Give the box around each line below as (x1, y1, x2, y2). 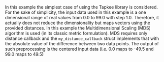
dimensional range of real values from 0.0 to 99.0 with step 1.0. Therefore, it (5, 15, 159, 20)
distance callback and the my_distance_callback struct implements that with (5, 35, 159, 41)
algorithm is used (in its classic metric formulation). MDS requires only (5, 31, 148, 36)
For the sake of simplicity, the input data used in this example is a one (5, 9, 146, 15)
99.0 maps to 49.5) (5, 51, 44, 57)
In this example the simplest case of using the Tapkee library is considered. (5, 4, 158, 10)
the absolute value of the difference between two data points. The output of (5, 41, 159, 46)
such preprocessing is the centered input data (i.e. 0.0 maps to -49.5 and (5, 46, 154, 52)
